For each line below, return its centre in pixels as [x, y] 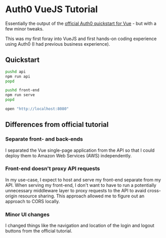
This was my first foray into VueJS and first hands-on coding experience [81, 39]
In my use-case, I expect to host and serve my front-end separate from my [83, 180]
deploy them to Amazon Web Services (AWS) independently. [69, 155]
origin [11, 196]
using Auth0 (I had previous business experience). [58, 44]
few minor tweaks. [25, 28]
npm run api [18, 76]
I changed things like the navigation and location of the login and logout [80, 226]
